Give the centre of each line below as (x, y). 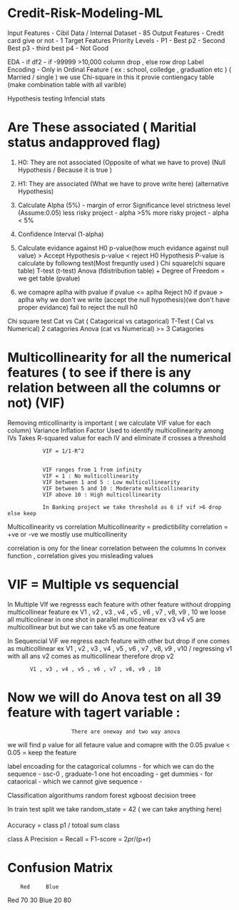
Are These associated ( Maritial (102, 127)
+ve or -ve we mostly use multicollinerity (67, 534)
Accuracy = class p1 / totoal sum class (63, 825)
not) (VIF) (36, 403)
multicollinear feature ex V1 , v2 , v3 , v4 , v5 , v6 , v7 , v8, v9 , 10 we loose (117, 612)
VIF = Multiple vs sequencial (93, 585)
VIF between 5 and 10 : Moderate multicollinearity (121, 488)
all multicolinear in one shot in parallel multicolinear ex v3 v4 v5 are (106, 620)
